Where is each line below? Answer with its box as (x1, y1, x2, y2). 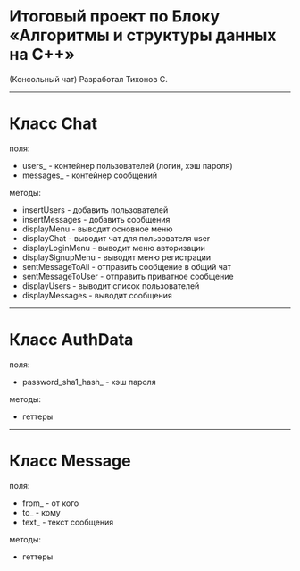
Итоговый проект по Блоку (9, 6, 221, 27)
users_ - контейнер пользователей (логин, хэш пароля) (21, 160, 234, 171)
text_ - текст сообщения (21, 516, 114, 527)
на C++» (9, 45, 76, 64)
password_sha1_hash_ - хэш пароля (21, 376, 156, 387)
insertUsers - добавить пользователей (21, 204, 169, 215)
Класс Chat (9, 113, 98, 134)
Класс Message (9, 451, 131, 471)
